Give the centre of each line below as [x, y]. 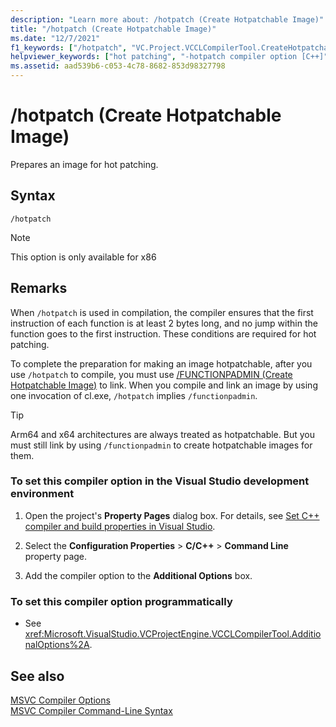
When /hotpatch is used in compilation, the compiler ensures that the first [162, 312]
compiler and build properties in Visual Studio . [120, 526]
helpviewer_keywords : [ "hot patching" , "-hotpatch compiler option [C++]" [169, 57]
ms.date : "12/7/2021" [55, 38]
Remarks [39, 288]
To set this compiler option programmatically [121, 601]
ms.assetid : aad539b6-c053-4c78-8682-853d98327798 [118, 66]
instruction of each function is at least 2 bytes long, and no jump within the [164, 323]
